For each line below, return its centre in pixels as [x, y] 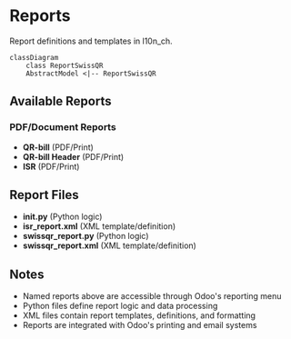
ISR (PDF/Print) [51, 166]
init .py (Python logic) [62, 217]
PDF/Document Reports [63, 127]
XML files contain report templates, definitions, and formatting [139, 315]
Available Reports [60, 101]
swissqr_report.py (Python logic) [85, 236]
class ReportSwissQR [65, 65]
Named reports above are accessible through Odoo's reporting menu [152, 296]
